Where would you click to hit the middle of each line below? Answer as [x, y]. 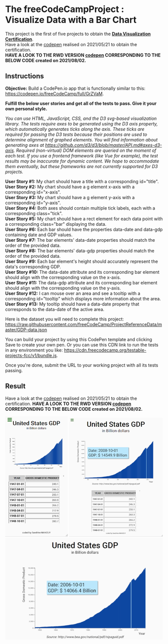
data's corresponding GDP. [33, 266]
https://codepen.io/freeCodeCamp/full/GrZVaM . [54, 93]
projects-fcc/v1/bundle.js [31, 355]
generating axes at [24, 145]
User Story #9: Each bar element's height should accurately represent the [82, 261]
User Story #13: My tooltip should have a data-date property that [72, 304]
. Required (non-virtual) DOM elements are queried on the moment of [85, 150]
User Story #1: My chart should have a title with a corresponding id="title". [82, 181]
